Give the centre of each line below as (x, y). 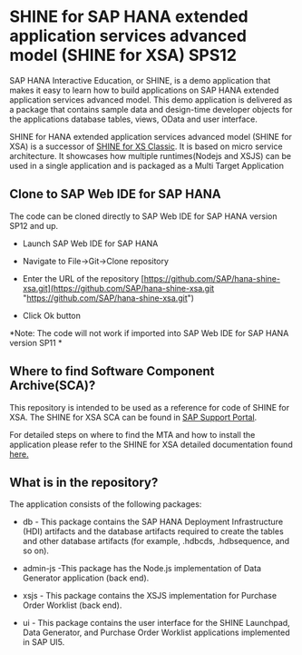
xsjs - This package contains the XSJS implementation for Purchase (150, 596)
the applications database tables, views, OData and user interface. (134, 119)
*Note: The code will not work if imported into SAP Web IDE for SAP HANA (149, 332)
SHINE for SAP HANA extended (129, 17)
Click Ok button (52, 315)
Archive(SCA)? (53, 386)
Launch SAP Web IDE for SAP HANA (90, 243)
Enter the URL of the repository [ (83, 278)
